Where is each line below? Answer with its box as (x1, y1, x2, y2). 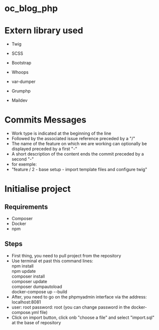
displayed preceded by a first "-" (11, 146, 78, 152)
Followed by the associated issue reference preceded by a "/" (11, 136, 135, 141)
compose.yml (11, 309, 39, 315)
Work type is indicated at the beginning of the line (11, 130, 111, 136)
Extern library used (4, 25, 83, 36)
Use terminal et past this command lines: (11, 258, 93, 264)
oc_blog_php (4, 3, 58, 14)
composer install (11, 273, 45, 279)
